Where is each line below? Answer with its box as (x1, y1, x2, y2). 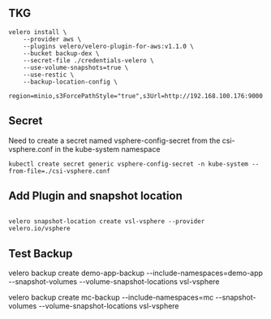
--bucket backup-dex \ (23, 49, 100, 58)
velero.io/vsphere (8, 225, 71, 233)
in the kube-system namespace (54, 144, 161, 153)
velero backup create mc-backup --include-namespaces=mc (8, 292, 214, 303)
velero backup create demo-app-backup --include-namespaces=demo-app (8, 268, 264, 278)
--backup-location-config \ (23, 77, 118, 86)
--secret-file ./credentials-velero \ (23, 56, 154, 64)
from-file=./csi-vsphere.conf (8, 166, 111, 175)
